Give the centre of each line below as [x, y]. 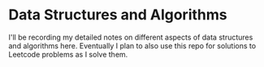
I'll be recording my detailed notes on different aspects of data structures [131, 37]
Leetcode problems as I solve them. [68, 54]
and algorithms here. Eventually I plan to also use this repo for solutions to [132, 45]
